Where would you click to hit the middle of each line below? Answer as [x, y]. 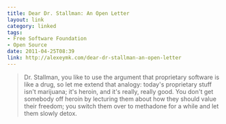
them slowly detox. [50, 113]
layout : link [26, 20]
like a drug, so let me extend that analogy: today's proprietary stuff [118, 84]
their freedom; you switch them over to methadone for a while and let [121, 106]
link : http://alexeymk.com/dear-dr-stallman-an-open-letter [95, 58]
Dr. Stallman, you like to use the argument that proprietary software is [122, 77]
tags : [15, 32]
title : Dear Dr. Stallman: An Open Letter [68, 13]
